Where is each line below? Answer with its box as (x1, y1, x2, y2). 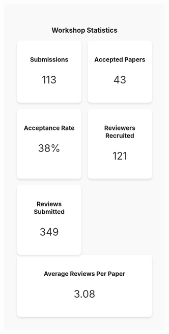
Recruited (105, 131, 135, 140)
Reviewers (104, 124, 135, 132)
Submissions (30, 55, 69, 64)
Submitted (34, 208, 65, 216)
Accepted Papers (94, 55, 146, 64)
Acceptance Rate (23, 124, 75, 132)
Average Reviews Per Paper (43, 270, 126, 278)
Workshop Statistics (51, 26, 118, 35)
